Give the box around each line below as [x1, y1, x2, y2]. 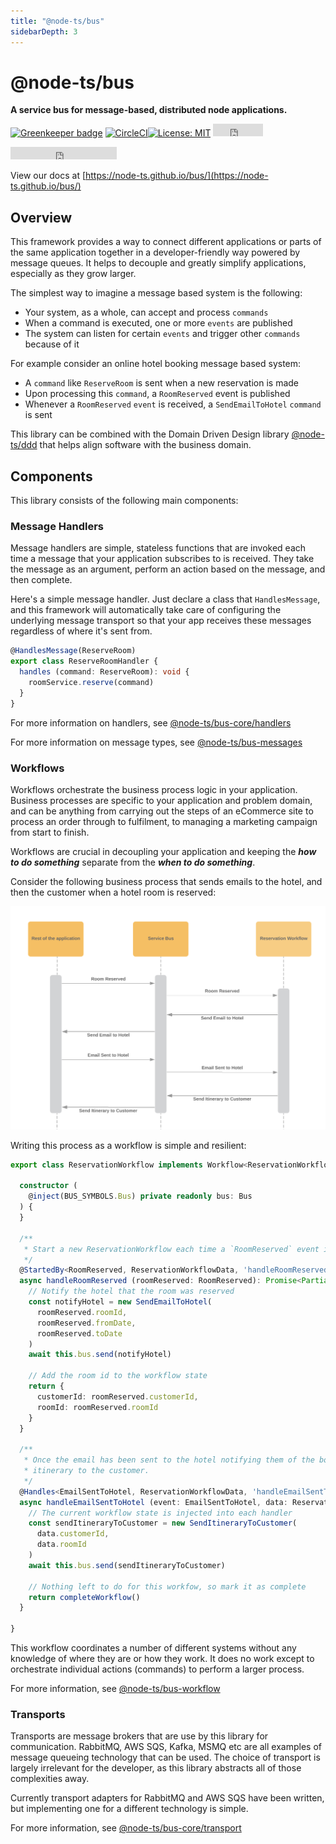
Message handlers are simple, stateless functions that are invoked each [10, 542, 307, 554]
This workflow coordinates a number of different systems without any [10, 1642, 297, 1654]
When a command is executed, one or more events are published [24, 317, 293, 329]
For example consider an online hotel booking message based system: [10, 358, 302, 370]
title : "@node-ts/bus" [10, 16, 105, 26]
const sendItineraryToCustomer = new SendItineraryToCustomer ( [28, 1518, 298, 1529]
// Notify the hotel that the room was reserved [28, 1286, 235, 1297]
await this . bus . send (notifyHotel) [28, 1350, 172, 1360]
